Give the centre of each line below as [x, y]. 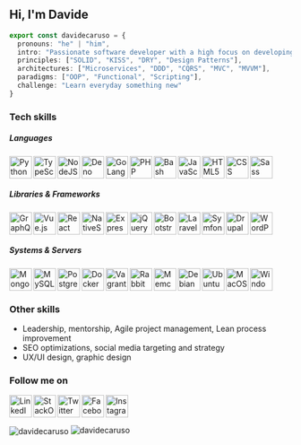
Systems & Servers [46, 250]
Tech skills [33, 117]
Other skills [35, 309]
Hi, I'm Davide [49, 15]
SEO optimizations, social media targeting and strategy [124, 347]
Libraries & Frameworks [55, 194]
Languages [31, 138]
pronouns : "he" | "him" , [64, 44]
